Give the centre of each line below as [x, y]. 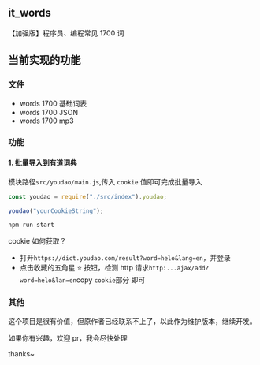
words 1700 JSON [49, 112]
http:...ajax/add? [179, 268]
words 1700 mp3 [46, 121]
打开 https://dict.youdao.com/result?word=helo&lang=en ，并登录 [125, 258]
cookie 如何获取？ [37, 241]
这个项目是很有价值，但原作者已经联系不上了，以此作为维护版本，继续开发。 [132, 321]
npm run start [32, 225]
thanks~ [22, 353]
